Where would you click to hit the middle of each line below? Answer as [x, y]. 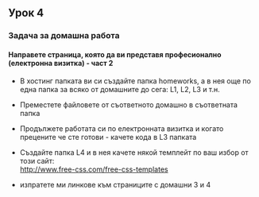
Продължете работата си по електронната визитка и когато [122, 128]
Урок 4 [26, 13]
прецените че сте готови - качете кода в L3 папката [108, 137]
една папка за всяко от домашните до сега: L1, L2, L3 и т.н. [120, 89]
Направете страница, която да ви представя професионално [115, 54]
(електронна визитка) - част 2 [61, 63]
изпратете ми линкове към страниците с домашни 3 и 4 [115, 184]
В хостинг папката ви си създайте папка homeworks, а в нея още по [135, 81]
